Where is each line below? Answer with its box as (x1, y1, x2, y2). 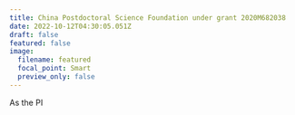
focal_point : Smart (17, 64, 92, 73)
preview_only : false (17, 72, 95, 81)
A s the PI (9, 97, 44, 108)
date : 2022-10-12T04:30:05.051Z (9, 22, 132, 31)
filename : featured (17, 55, 92, 64)
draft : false (9, 30, 59, 39)
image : (9, 47, 34, 56)
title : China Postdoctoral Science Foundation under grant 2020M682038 (9, 13, 286, 23)
